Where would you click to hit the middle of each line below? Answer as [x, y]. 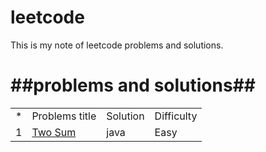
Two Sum [54, 132]
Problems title [64, 116]
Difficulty [176, 116]
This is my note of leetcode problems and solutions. [117, 45]
